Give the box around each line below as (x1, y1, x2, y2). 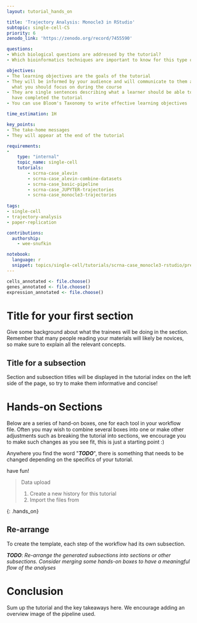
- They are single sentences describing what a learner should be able (6, 89, 185, 96)
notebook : (6, 252, 31, 258)
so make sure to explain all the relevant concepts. (6, 341, 126, 348)
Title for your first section (6, 309, 134, 323)
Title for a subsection (6, 358, 87, 368)
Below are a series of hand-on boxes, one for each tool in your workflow (6, 420, 181, 427)
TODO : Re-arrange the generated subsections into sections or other (6, 551, 171, 558)
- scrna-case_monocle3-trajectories (27, 192, 117, 198)
